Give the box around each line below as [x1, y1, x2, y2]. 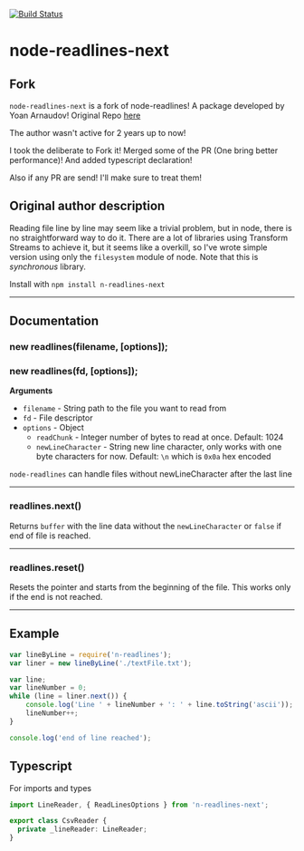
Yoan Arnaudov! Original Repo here [9, 110, 141, 121]
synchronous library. [9, 261, 86, 272]
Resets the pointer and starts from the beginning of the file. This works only [9, 582, 291, 593]
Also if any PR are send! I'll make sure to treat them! [9, 172, 202, 183]
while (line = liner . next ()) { [9, 691, 128, 701]
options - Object [22, 422, 84, 433]
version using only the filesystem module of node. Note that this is [9, 251, 259, 262]
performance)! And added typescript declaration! [9, 155, 193, 165]
